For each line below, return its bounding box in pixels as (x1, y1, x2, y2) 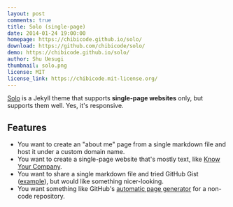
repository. (34, 192, 65, 201)
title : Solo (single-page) (7, 23, 86, 30)
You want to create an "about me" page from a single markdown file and (17, 140, 226, 148)
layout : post (7, 10, 45, 17)
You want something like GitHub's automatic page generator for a (17, 185, 206, 193)
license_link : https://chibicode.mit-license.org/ (7, 75, 158, 82)
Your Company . (17, 162, 62, 171)
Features (7, 121, 47, 133)
